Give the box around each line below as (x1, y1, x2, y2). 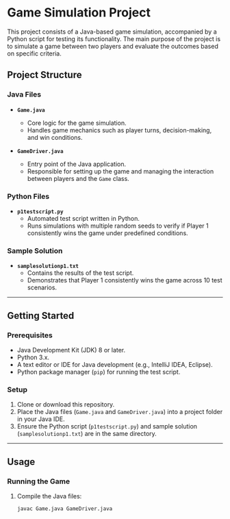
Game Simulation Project (7, 5, 151, 21)
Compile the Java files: (16, 492, 82, 500)
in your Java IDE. (16, 415, 65, 423)
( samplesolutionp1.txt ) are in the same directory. (16, 430, 157, 438)
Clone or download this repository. (16, 400, 115, 409)
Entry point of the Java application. (27, 160, 127, 168)
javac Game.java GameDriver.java (16, 505, 113, 512)
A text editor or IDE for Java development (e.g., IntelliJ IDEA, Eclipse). (16, 360, 214, 368)
